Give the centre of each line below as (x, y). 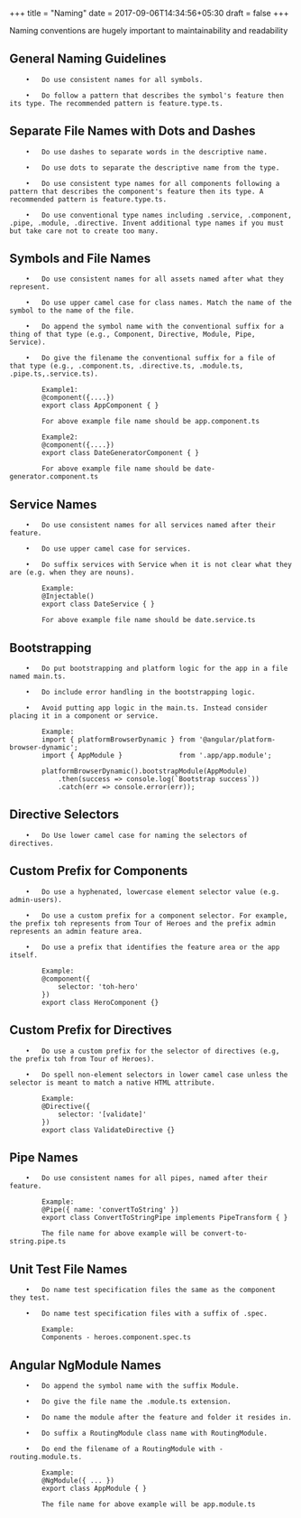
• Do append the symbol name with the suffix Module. (133, 1385)
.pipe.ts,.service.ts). (54, 374)
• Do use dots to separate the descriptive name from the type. (153, 168)
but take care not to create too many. (84, 231)
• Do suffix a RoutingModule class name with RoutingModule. (147, 1433)
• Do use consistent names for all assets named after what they (155, 279)
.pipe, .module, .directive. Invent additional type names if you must (146, 223)
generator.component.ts (54, 477)
